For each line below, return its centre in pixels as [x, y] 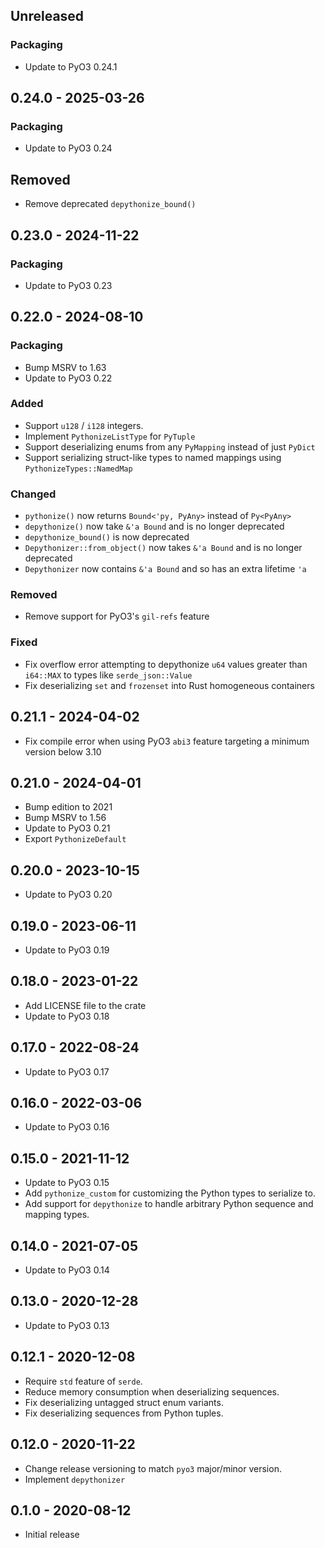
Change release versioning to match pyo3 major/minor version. [153, 1468]
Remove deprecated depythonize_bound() [110, 204]
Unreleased [47, 16]
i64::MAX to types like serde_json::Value [108, 675]
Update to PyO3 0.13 [67, 1325]
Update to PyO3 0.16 [67, 1127]
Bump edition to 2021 [68, 807]
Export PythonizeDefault [75, 839]
